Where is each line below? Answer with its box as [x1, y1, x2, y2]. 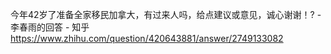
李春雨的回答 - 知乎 [10, 21, 90, 33]
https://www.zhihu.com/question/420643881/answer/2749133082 [10, 33, 284, 44]
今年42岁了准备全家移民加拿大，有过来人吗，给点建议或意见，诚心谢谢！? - [10, 9, 322, 20]
